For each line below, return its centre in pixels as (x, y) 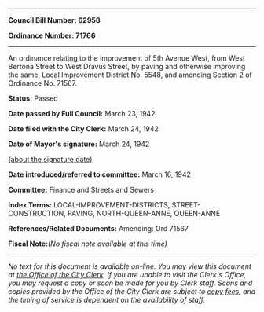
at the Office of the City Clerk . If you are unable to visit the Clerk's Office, (127, 275)
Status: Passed (33, 98)
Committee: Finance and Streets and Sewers (81, 190)
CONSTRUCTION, (37, 213)
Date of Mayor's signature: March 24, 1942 (79, 144)
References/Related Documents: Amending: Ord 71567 (98, 228)
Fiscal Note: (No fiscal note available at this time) (88, 244)
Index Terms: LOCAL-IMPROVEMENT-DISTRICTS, (89, 205)
